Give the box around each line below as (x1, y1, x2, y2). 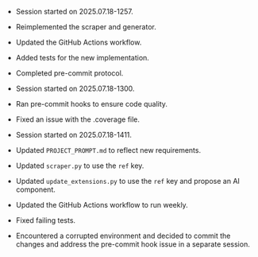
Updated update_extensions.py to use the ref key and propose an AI (15, 177, 241, 185)
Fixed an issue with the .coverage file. (15, 115, 141, 124)
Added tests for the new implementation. (15, 53, 149, 62)
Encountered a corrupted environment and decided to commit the (15, 231, 231, 240)
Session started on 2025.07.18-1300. (15, 84, 135, 93)
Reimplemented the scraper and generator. (15, 22, 156, 31)
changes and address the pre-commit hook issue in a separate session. (15, 239, 250, 249)
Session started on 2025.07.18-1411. (15, 130, 133, 139)
